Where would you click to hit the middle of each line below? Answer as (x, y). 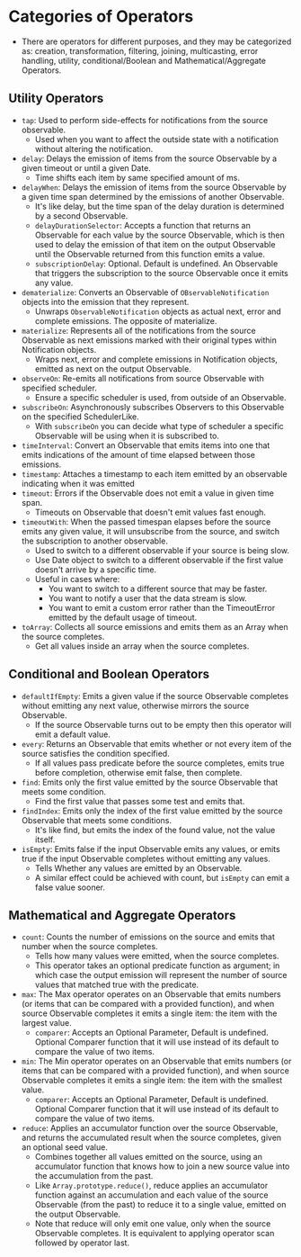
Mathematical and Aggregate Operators (122, 915)
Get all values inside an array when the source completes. (142, 646)
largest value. (47, 1023)
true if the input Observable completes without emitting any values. (146, 858)
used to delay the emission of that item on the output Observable (155, 244)
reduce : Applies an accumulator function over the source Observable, (150, 1128)
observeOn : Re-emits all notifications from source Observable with (142, 378)
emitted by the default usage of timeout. (123, 617)
